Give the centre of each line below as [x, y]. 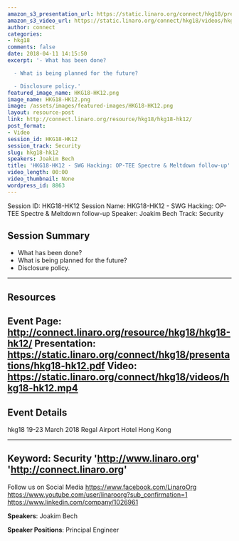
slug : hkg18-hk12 [33, 153]
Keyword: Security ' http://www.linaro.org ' [103, 459]
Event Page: [34, 321]
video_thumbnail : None [41, 179]
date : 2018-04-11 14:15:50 [47, 54]
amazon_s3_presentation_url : [51, 14]
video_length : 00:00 [38, 172]
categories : [25, 34]
